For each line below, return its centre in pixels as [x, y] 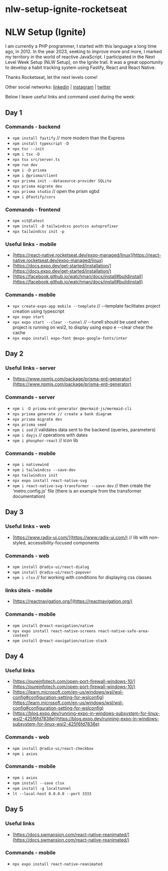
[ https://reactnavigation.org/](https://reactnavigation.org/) [72, 601]
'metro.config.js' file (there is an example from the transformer [77, 491]
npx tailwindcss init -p [38, 232]
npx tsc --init [28, 149]
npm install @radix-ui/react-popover [52, 572]
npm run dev [25, 165]
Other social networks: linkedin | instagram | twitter [58, 87]
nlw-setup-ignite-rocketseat [66, 9]
